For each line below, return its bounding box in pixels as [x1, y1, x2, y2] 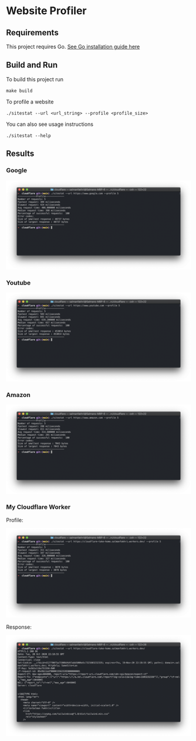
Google [6, 166, 28, 175]
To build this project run [6, 75, 63, 83]
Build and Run [6, 60, 58, 70]
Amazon [6, 391, 31, 399]
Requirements [6, 28, 59, 38]
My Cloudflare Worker [6, 503, 71, 511]
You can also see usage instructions [6, 121, 94, 128]
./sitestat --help [6, 132, 51, 139]
